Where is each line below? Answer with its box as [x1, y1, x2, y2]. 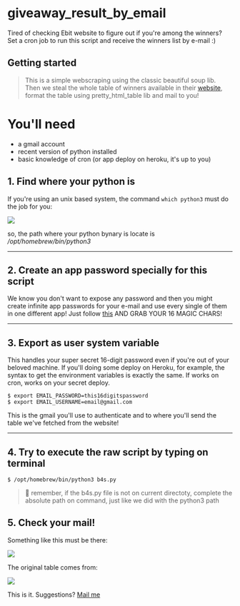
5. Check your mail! [7, 517, 96, 529]
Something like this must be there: [7, 535, 109, 544]
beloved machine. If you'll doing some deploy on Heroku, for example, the [7, 363, 225, 372]
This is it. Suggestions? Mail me [7, 590, 101, 599]
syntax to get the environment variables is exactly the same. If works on [7, 371, 219, 380]
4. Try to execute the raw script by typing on [7, 446, 209, 458]
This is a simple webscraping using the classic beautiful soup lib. [24, 76, 216, 84]
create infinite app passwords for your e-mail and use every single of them [7, 302, 227, 310]
